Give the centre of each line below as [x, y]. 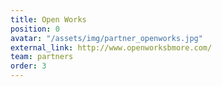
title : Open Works [48, 19]
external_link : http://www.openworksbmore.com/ [111, 47]
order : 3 [28, 66]
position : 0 [35, 29]
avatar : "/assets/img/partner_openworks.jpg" [106, 38]
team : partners [42, 57]
